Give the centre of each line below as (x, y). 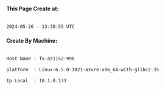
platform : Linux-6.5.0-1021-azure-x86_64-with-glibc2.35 (83, 70)
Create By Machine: (32, 40)
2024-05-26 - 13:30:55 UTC (40, 27)
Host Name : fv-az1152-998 (40, 59)
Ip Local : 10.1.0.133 (37, 81)
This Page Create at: (33, 9)
